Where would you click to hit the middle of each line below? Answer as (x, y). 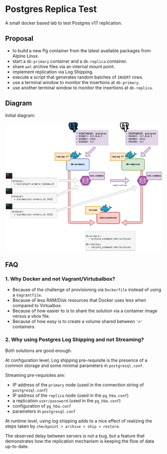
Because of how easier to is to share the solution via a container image (85, 311)
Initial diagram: (20, 115)
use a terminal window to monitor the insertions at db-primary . (76, 82)
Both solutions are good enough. (39, 350)
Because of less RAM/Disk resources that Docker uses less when (79, 300)
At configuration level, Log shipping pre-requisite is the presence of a (76, 360)
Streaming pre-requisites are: (35, 375)
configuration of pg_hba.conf (42, 406)
